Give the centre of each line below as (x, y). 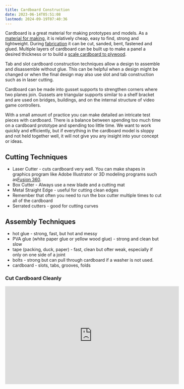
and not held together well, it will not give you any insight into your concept (82, 136)
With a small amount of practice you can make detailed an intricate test (78, 115)
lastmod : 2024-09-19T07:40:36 (36, 19)
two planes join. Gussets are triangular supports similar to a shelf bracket (80, 95)
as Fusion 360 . (27, 180)
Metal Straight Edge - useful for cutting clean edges (65, 190)
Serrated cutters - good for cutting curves (55, 206)
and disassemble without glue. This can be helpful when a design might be (82, 69)
